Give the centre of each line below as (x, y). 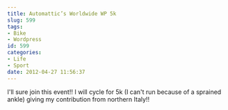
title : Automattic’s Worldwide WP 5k (62, 14)
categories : (24, 53)
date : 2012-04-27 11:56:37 (46, 72)
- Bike (17, 33)
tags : (15, 26)
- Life (17, 59)
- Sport (18, 65)
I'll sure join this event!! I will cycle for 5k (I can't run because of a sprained (114, 92)
